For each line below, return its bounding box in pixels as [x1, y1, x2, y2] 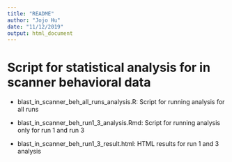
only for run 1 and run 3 [17, 126, 85, 135]
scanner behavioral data [7, 75, 151, 91]
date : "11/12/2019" [7, 23, 64, 30]
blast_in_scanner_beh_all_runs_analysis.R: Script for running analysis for [17, 98, 225, 106]
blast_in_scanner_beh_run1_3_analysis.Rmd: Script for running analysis [17, 119, 221, 127]
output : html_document [7, 29, 73, 37]
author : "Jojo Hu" [7, 17, 61, 24]
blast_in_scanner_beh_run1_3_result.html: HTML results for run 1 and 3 [17, 140, 219, 148]
